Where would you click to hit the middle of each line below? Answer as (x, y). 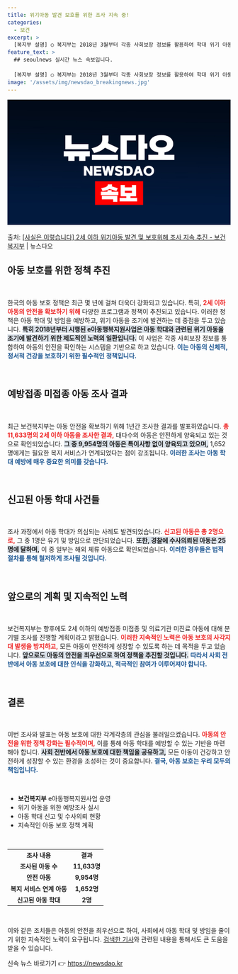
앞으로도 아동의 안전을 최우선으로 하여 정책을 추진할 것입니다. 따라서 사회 (121, 655)
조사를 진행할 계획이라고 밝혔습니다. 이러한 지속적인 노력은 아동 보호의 (116, 638)
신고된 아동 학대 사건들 (54, 500)
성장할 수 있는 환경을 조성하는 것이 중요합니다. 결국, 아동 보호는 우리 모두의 (128, 761)
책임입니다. (23, 770)
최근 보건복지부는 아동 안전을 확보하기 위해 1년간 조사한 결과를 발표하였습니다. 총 (118, 426)
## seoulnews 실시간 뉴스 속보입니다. (63, 60)
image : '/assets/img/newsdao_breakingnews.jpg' (79, 82)
